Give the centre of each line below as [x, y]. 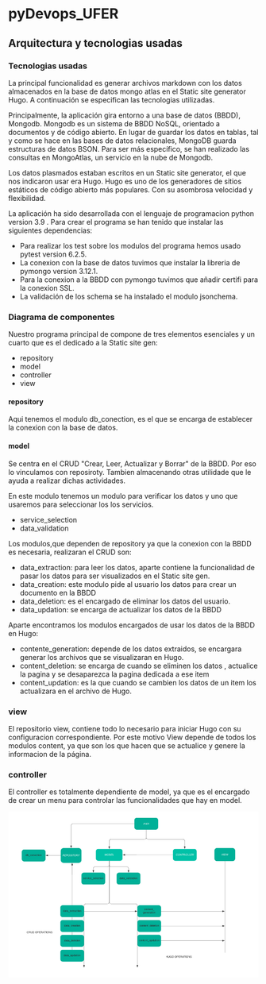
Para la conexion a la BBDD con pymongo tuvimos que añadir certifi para [139, 280]
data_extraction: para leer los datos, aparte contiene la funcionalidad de [137, 567]
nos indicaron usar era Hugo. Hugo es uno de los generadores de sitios [125, 181]
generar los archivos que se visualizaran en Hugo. [102, 657]
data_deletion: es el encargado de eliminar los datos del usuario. [125, 601]
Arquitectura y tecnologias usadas [95, 43]
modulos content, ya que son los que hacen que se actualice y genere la [127, 745]
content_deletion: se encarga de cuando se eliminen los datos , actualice [139, 666]
